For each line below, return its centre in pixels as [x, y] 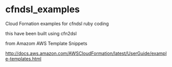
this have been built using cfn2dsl [41, 33]
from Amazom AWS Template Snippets [46, 43]
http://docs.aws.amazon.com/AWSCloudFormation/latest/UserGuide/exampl [86, 53]
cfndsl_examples [43, 9]
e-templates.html [23, 59]
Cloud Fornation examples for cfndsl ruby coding [57, 24]
